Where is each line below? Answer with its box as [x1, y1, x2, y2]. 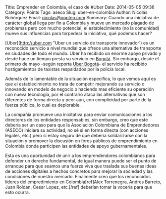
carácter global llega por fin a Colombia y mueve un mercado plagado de [5, 20, 155, 26]
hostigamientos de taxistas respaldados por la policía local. [5, 66, 126, 72]
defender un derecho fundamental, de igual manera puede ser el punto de [5, 158, 157, 163]
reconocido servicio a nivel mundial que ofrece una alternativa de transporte [5, 45, 162, 51]
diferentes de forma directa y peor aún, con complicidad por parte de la [5, 97, 152, 103]
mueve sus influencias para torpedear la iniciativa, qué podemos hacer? [5, 31, 152, 36]
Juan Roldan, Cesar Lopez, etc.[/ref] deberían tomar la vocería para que [5, 184, 153, 190]
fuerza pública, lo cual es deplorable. [5, 102, 81, 108]
